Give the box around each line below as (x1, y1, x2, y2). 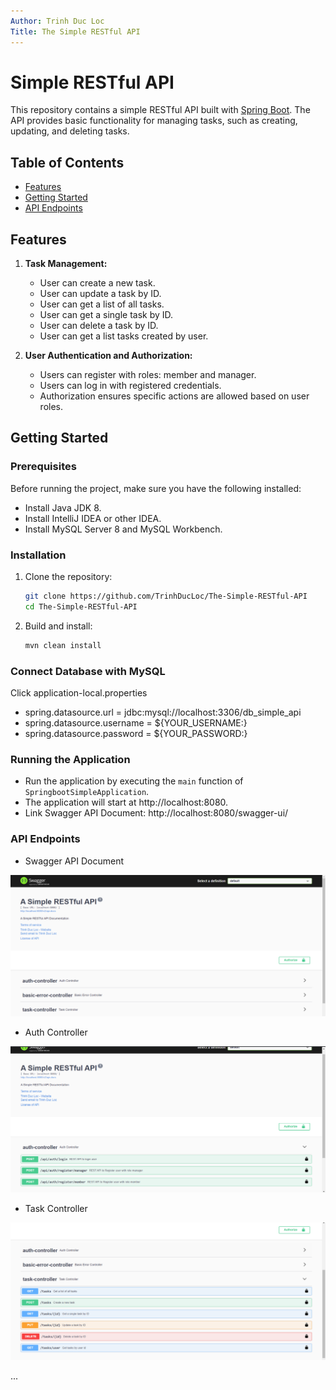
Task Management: (24, 258, 108, 270)
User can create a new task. (39, 277, 156, 289)
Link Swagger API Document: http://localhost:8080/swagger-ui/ (24, 807, 289, 819)
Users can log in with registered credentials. (39, 380, 222, 392)
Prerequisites (10, 460, 77, 474)
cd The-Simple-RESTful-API (24, 601, 138, 612)
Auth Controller (24, 1026, 88, 1038)
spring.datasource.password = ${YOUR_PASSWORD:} (24, 727, 248, 739)
